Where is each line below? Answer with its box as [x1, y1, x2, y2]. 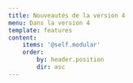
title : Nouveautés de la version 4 [8, 11, 126, 20]
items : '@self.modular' [22, 41, 101, 49]
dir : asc [36, 63, 66, 71]
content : [8, 33, 37, 42]
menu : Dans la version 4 [8, 19, 90, 27]
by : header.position [36, 56, 104, 64]
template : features [8, 26, 73, 34]
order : [22, 48, 44, 56]
